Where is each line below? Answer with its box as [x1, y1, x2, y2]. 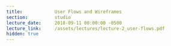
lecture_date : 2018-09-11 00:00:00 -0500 [6, 20, 122, 26]
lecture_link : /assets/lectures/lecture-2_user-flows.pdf [6, 25, 165, 32]
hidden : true [6, 31, 39, 37]
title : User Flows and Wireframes [6, 8, 122, 15]
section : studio [6, 14, 71, 20]
